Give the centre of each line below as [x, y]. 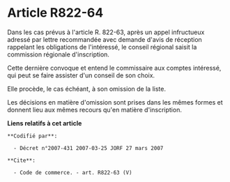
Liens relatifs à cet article [45, 123]
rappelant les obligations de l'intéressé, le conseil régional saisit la [102, 47]
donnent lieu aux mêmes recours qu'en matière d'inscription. [95, 109]
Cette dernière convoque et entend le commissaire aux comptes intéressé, [114, 68]
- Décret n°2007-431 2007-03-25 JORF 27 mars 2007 [89, 148]
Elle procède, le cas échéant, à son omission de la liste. [86, 89]
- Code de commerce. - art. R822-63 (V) [73, 172]
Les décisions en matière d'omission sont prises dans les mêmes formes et [115, 102]
